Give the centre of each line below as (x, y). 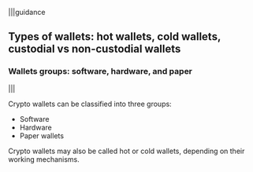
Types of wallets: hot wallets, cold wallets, (115, 37)
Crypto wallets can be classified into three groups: (90, 104)
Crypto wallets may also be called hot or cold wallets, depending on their (126, 151)
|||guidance (27, 12)
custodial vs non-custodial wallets (95, 49)
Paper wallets (42, 135)
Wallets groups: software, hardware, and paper (100, 71)
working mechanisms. (44, 159)
